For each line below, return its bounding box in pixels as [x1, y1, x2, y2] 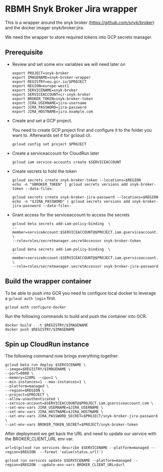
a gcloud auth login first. [5, 295, 56, 301]
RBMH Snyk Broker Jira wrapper [5, 3, 138, 15]
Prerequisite [5, 48, 43, 57]
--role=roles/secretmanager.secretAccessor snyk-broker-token [12, 238, 141, 243]
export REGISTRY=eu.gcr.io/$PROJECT [12, 79, 87, 84]
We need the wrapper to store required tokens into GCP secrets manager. [5, 34, 152, 40]
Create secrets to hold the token [12, 168, 77, 174]
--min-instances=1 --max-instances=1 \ [5, 379, 86, 385]
